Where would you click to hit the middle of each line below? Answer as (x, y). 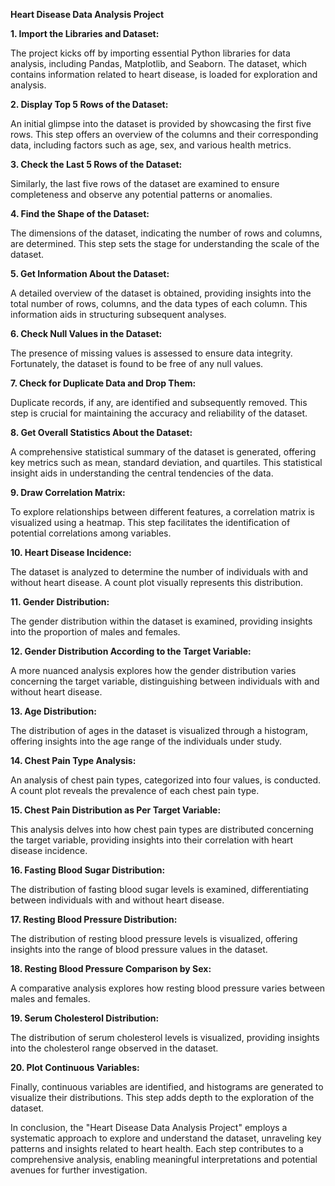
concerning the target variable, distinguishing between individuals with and (165, 681)
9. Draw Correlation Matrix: (68, 492)
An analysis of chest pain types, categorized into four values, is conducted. (166, 780)
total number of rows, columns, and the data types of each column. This (159, 303)
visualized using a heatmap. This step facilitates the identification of (150, 522)
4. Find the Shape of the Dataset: (80, 213)
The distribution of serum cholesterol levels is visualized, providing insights (165, 1037)
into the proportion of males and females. (95, 632)
